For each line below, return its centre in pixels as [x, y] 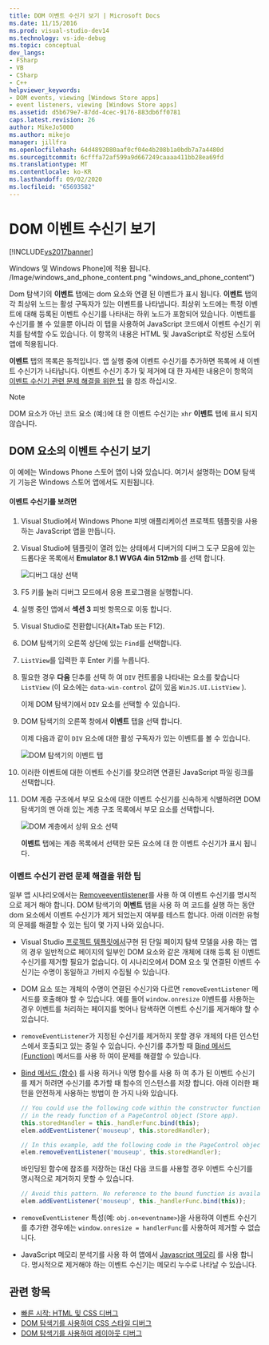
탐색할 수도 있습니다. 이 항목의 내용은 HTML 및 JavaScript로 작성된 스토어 [139, 334]
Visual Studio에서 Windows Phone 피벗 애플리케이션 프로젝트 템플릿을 [132, 520]
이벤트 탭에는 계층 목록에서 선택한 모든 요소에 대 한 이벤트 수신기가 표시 [131, 843]
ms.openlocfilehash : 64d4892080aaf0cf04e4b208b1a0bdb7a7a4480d [117, 150]
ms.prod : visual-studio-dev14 [59, 30]
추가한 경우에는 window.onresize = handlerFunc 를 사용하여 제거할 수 [137, 1227]
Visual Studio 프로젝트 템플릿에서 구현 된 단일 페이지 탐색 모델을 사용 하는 [135, 942]
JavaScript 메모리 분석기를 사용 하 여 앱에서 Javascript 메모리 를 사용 [129, 1255]
